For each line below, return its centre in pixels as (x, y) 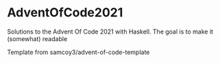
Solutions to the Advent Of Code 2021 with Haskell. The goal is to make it (110, 32)
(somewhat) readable (37, 38)
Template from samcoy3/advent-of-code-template (78, 52)
